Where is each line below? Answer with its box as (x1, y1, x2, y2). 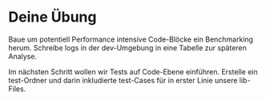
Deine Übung (8, 8, 97, 26)
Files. (8, 84, 26, 94)
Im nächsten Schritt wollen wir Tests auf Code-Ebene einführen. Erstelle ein (8, 66, 258, 76)
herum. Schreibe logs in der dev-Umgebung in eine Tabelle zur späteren (8, 42, 247, 52)
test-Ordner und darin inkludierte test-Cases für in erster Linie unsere (8, 75, 238, 85)
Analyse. (8, 51, 38, 61)
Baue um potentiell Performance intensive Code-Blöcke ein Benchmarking (8, 34, 254, 44)
